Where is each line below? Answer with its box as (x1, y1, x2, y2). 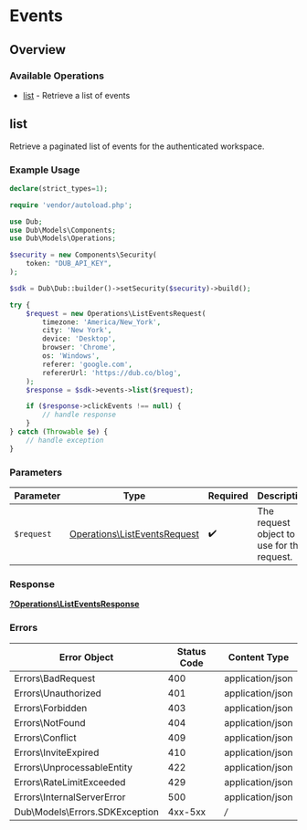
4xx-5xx (167, 805, 206, 818)
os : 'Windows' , (42, 352, 101, 361)
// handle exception (26, 436, 104, 445)
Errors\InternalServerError (14, 791, 126, 804)
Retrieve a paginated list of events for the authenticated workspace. (9, 141, 265, 152)
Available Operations (9, 69, 105, 82)
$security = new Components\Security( (9, 250, 157, 260)
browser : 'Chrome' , (42, 343, 117, 352)
